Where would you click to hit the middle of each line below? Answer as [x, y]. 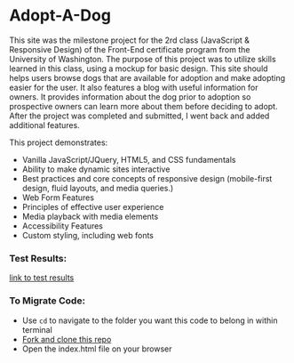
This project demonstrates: [59, 142]
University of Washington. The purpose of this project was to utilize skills [143, 59]
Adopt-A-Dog [60, 16]
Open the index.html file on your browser [97, 349]
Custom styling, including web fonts [87, 235]
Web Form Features [58, 198]
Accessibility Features [63, 226]
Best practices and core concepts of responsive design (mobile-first [147, 178]
